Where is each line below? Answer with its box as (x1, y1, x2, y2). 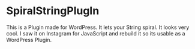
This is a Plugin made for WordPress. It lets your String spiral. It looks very (6, 24, 190, 31)
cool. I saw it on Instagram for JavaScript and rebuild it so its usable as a (6, 30, 185, 37)
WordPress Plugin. (6, 36, 52, 43)
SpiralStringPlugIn (6, 4, 100, 18)
